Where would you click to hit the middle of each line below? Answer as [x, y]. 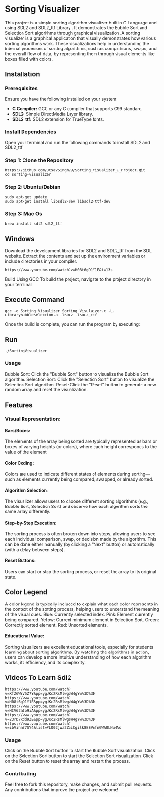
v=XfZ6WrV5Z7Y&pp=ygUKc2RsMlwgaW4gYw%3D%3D [50, 693]
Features [19, 405]
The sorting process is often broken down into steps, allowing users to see [80, 534]
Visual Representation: [33, 419]
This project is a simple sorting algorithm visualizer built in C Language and [81, 23]
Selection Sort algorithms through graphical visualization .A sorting [73, 33]
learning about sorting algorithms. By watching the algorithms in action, [77, 652]
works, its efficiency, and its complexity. [45, 662]
